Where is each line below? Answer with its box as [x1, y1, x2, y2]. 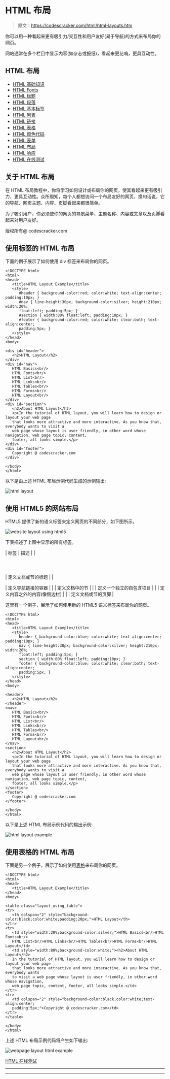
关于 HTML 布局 [5, 173, 55, 181]
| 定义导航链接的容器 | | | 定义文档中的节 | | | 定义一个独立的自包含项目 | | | [5, 585, 159, 591]
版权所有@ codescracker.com [5, 227, 67, 234]
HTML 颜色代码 [12, 130, 45, 137]
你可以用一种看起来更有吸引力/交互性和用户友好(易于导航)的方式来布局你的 [5, 33, 161, 39]
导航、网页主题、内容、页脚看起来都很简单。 [9, 200, 103, 206]
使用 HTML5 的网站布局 [5, 504, 79, 513]
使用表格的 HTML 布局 [5, 847, 75, 856]
